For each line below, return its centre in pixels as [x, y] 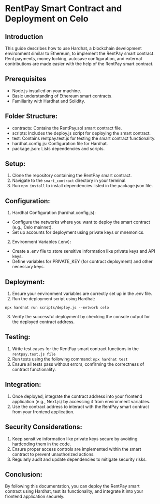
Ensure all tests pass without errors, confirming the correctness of [78, 364]
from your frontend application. [43, 412]
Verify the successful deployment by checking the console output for [81, 317]
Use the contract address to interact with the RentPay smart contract [80, 406]
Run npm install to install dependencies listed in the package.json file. [82, 186]
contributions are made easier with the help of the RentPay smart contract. [79, 64]
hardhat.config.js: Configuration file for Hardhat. [60, 143]
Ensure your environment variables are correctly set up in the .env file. [82, 293]
